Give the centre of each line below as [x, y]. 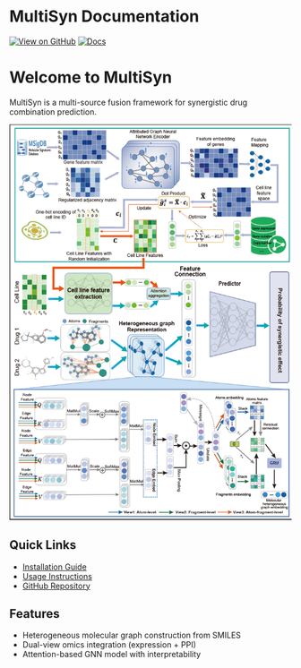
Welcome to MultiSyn [91, 77]
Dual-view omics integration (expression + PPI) [109, 645]
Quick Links [43, 545]
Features [34, 614]
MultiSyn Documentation [104, 17]
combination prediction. [53, 111]
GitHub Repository [56, 586]
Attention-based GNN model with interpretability [112, 655]
